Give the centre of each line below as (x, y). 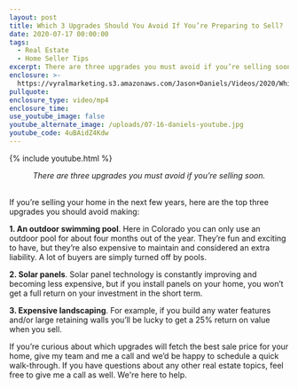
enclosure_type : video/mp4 (59, 100)
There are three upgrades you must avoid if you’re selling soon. (149, 175)
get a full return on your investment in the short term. (106, 293)
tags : (19, 42)
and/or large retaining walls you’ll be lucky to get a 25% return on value (140, 320)
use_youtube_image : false (57, 116)
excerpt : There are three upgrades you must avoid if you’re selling (141, 67)
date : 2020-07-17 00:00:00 (59, 34)
